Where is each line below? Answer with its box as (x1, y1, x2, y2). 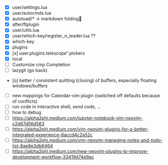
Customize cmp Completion (12, 61, 71, 67)
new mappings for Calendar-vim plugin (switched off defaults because (12, 92, 160, 98)
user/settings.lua (12, 5, 48, 10)
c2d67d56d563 (12, 121, 45, 127)
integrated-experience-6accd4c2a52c (12, 132, 93, 138)
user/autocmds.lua (12, 10, 52, 16)
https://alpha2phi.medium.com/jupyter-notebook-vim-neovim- (12, 115, 143, 121)
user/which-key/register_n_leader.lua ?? (12, 33, 96, 39)
